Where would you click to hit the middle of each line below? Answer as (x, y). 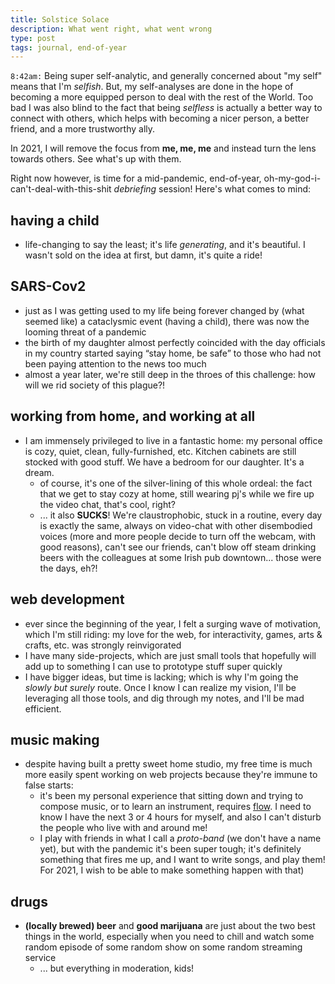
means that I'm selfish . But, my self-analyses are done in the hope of (152, 87)
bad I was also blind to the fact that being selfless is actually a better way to (166, 108)
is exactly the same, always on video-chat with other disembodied (176, 525)
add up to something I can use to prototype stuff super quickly (153, 666)
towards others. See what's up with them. (96, 159)
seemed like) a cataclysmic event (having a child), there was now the (167, 321)
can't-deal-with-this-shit (61, 189)
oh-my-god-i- (292, 178)
